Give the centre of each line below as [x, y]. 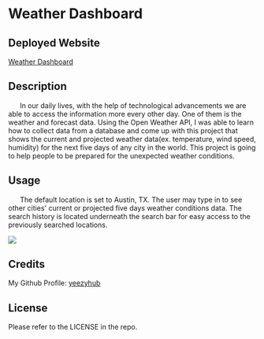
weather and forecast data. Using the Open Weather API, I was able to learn [131, 122]
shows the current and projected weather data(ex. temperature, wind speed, [132, 139]
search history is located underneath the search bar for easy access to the [129, 216]
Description [37, 86]
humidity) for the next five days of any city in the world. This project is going [132, 147]
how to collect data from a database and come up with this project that [123, 130]
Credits [27, 264]
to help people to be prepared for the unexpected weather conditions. [121, 155]
